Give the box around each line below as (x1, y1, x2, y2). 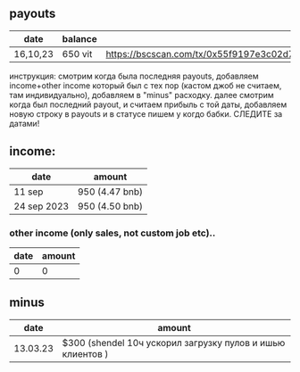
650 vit (62, 47, 93, 60)
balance (62, 32, 97, 45)
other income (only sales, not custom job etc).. (9, 227, 216, 239)
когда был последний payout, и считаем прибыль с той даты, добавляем (9, 99, 287, 110)
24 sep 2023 (13, 200, 70, 212)
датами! (9, 118, 40, 128)
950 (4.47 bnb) (77, 186, 144, 198)
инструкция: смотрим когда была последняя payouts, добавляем (9, 70, 259, 81)
